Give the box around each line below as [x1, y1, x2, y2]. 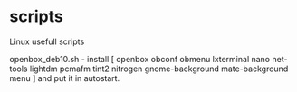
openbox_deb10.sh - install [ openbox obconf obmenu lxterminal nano [9, 53, 271, 64]
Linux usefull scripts [9, 36, 85, 47]
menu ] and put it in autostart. [9, 72, 120, 83]
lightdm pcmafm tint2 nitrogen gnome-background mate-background [29, 63, 289, 74]
